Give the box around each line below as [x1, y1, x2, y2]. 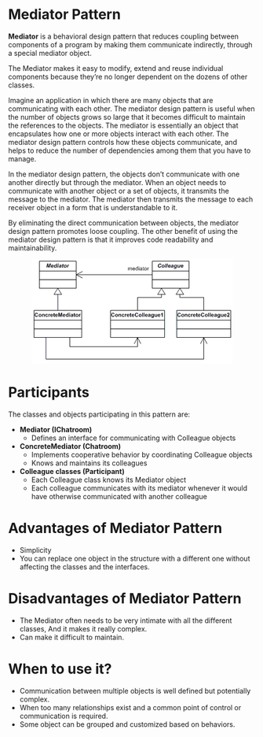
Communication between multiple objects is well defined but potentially [19, 686, 251, 695]
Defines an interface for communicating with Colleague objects [31, 433, 236, 443]
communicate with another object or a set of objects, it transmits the [8, 186, 229, 195]
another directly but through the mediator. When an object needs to [8, 177, 226, 187]
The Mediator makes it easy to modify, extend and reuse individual [8, 63, 224, 72]
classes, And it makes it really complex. [19, 624, 148, 633]
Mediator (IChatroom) [19, 424, 93, 434]
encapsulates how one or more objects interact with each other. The [8, 128, 229, 139]
